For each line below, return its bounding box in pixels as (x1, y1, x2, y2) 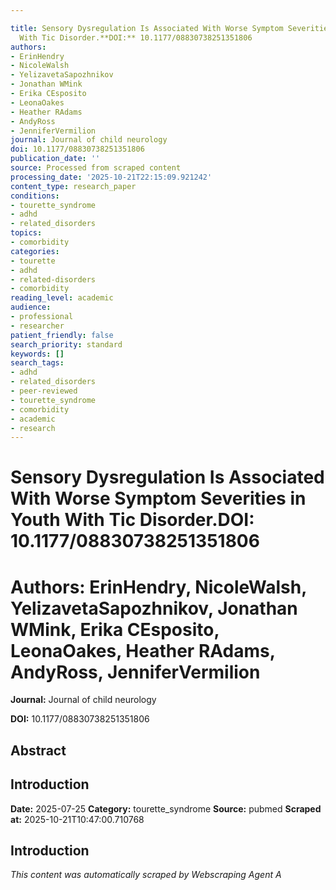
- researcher (10, 321, 65, 331)
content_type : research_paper (10, 181, 137, 191)
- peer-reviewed (10, 386, 78, 396)
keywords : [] (10, 349, 65, 359)
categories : (10, 246, 60, 256)
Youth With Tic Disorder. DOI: (10, 509, 255, 531)
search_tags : (10, 358, 65, 368)
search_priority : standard (10, 339, 123, 350)
